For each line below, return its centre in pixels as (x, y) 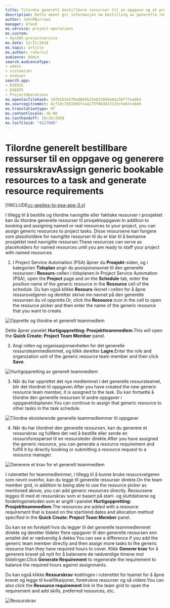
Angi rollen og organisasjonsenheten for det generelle (69, 345)
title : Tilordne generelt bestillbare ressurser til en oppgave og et (81, 10)
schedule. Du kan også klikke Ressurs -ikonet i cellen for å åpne (79, 289)
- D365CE (14, 85)
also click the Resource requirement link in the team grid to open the (77, 585)
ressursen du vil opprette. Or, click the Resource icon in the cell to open (87, 300)
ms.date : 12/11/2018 (27, 43)
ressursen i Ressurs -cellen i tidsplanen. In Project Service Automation (85, 273)
